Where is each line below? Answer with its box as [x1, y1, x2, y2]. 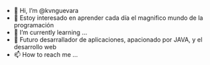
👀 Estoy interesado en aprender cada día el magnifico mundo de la [13, 14, 204, 22]
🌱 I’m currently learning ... [13, 28, 88, 36]
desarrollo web [13, 43, 57, 51]
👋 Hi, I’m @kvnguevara [13, 7, 79, 14]
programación [13, 21, 54, 29]
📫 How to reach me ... [13, 51, 78, 58]
